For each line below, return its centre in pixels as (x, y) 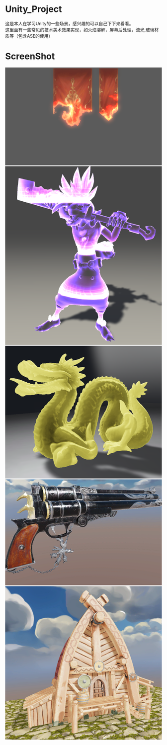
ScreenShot (30, 56)
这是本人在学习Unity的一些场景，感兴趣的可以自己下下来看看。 (69, 23)
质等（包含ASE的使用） (29, 36)
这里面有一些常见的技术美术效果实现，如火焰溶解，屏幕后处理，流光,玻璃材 (82, 30)
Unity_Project (34, 9)
